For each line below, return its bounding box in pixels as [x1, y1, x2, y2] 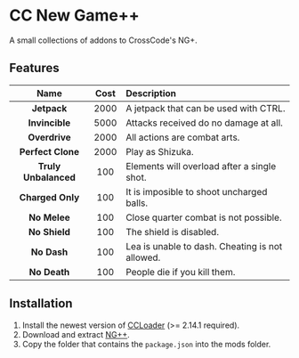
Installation [9, 296, 73, 312]
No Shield [28, 225, 71, 238]
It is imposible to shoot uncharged [125, 185, 268, 198]
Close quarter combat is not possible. [125, 211, 282, 224]
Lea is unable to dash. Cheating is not [125, 240, 283, 252]
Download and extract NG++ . [21, 329, 131, 339]
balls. [125, 197, 149, 209]
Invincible [28, 117, 71, 129]
